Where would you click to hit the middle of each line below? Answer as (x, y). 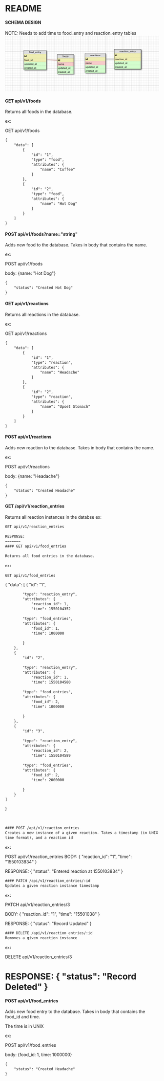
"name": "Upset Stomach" (65, 406)
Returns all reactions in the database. (42, 314)
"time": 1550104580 (51, 683)
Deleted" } (27, 987)
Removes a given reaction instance (41, 938)
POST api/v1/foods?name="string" (41, 234)
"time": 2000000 (48, 780)
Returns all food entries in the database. (50, 556)
